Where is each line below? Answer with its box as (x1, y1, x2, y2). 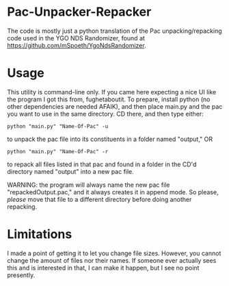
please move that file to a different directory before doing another (7, 195, 192, 203)
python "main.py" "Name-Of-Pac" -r (7, 148, 109, 155)
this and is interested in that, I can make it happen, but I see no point (7, 263, 200, 272)
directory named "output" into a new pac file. (7, 167, 135, 175)
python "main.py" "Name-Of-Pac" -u (7, 122, 109, 130)
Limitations (7, 226, 72, 242)
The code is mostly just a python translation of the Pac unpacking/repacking (7, 27, 222, 35)
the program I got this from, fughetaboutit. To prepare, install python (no (7, 95, 211, 103)
